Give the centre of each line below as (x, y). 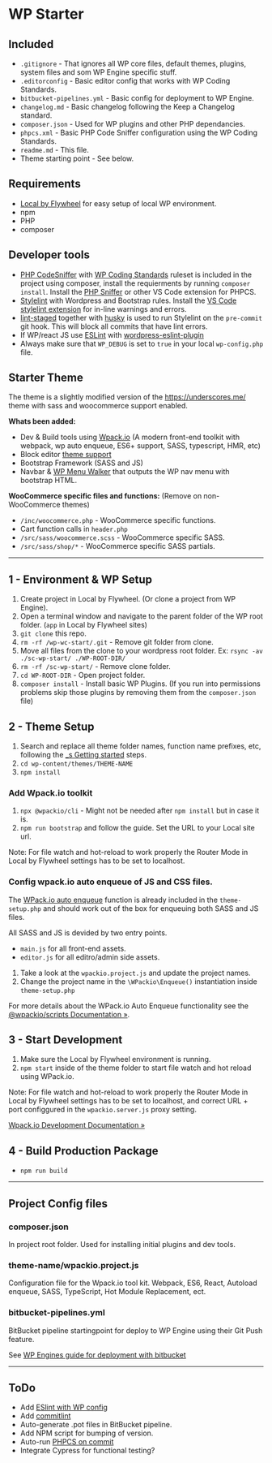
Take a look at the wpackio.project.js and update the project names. (135, 973)
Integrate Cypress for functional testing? (87, 1451)
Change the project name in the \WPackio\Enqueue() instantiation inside (138, 981)
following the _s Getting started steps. (83, 755)
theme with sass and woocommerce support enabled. (98, 406)
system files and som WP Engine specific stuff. (98, 72)
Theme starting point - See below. (77, 158)
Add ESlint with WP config (64, 1407)
